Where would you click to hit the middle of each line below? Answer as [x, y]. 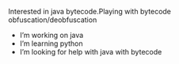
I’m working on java [51, 35]
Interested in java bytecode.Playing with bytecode [90, 11]
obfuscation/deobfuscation [53, 20]
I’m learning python [51, 43]
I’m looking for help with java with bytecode [91, 52]
